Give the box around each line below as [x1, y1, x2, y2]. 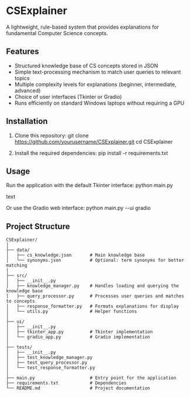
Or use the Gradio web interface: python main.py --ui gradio [6, 205, 151, 212]
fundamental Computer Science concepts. [6, 29, 108, 36]
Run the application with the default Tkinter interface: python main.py [6, 182, 174, 189]
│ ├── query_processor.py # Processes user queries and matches [6, 294, 184, 299]
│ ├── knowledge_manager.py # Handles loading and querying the [6, 283, 179, 289]
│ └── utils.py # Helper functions [6, 309, 137, 315]
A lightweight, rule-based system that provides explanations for [6, 23, 159, 30]
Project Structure [6, 221, 70, 232]
